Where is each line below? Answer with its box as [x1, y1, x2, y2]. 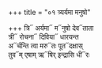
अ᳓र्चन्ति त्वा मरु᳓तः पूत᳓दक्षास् [8, 41, 83, 51]
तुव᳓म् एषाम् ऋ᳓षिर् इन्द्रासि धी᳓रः [8, 50, 90, 59]
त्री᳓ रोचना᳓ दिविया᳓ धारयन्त [8, 32, 79, 41]
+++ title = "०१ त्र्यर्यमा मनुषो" [8, 8, 91, 17]
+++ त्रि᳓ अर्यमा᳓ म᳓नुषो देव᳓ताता [8, 24, 94, 32]
